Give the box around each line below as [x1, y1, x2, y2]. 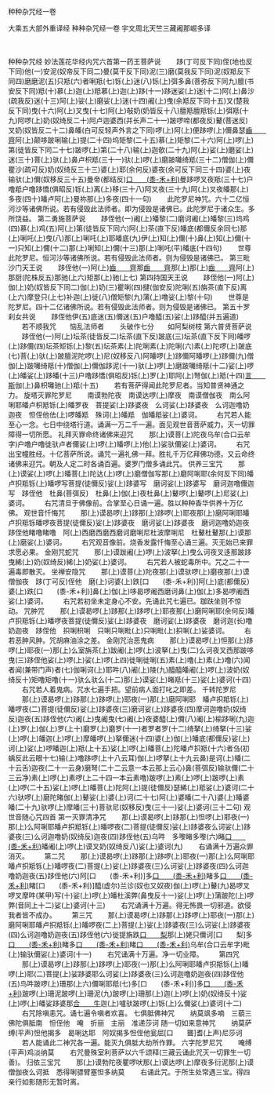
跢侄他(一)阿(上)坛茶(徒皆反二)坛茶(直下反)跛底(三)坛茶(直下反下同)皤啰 [21, 332, 251, 341]
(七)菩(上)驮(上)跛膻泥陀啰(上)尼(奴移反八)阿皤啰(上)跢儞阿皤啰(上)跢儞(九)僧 [8, 352, 254, 360]
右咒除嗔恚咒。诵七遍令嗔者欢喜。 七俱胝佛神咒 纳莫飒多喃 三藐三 [21, 1008, 252, 1018]
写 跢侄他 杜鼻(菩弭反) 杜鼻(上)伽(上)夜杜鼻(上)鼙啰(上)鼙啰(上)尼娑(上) [8, 489, 249, 498]
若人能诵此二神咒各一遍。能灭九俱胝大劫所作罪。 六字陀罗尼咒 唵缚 [21, 1038, 252, 1047]
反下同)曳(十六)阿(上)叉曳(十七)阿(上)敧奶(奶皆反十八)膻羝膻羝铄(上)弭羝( [8, 106, 243, 115]
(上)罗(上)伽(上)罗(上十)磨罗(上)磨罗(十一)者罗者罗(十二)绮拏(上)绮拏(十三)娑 [8, 724, 252, 733]
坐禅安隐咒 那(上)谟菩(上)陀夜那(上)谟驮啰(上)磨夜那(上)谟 [50, 567, 250, 576]
